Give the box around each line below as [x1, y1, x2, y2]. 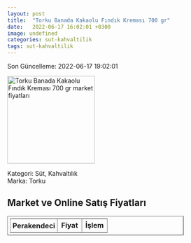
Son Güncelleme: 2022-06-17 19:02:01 [7, 62, 118, 70]
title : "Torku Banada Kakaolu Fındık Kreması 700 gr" [7, 17, 171, 24]
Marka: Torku [7, 176, 46, 185]
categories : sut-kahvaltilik [7, 36, 92, 43]
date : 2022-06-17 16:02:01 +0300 [7, 23, 111, 30]
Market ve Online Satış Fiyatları [7, 197, 147, 209]
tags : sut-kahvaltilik [7, 43, 73, 50]
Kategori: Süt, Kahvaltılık [7, 169, 78, 177]
